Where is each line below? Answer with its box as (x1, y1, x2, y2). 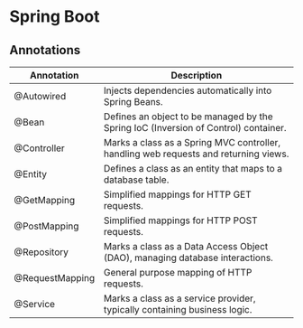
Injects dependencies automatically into (103, 84, 272, 97)
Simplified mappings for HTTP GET (103, 188, 252, 201)
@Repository (14, 246, 69, 258)
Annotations (9, 42, 81, 58)
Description (170, 70, 223, 81)
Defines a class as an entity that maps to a (103, 163, 282, 174)
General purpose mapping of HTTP (103, 267, 252, 278)
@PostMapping (14, 220, 79, 232)
